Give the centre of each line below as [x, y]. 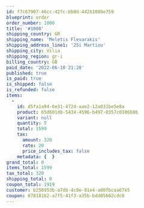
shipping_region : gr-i [34, 56]
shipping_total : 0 [29, 179]
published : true [26, 73]
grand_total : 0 [25, 162]
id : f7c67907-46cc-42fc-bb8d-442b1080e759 [60, 12]
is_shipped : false [29, 85]
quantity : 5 [32, 123]
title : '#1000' [25, 28]
